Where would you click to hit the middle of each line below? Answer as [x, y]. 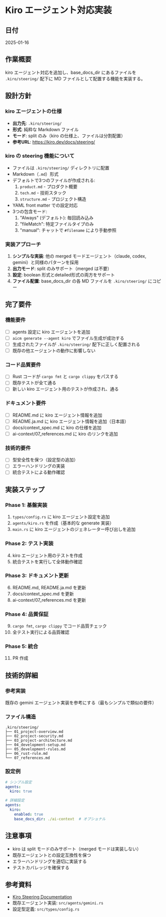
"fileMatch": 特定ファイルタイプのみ [57, 224]
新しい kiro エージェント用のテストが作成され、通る [66, 389]
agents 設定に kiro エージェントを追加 [51, 332]
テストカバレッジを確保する [41, 867]
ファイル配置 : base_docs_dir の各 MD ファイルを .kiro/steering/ [80, 281]
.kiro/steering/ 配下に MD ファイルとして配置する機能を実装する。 [75, 78]
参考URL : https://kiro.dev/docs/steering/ [54, 142]
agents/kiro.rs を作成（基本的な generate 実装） [63, 523]
